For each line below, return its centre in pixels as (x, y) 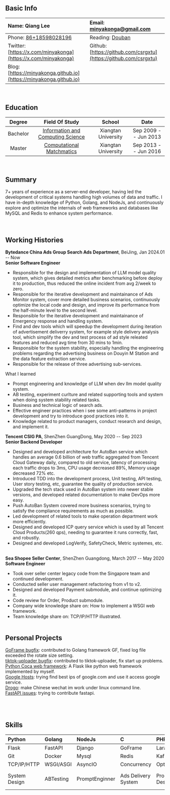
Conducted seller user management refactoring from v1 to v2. (77, 584)
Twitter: (17, 46)
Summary (21, 180)
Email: (97, 22)
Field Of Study (61, 122)
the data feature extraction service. (49, 359)
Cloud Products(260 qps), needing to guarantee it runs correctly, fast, (85, 532)
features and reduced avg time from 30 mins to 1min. (68, 343)
